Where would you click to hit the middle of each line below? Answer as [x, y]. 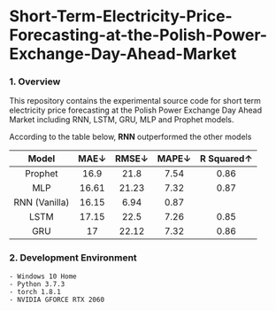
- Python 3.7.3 [37, 284]
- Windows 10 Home [43, 276]
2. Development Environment [73, 258]
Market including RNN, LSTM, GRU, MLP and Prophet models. [122, 120]
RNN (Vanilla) [42, 203]
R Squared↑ [226, 159]
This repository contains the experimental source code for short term [135, 101]
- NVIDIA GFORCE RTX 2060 [57, 299]
